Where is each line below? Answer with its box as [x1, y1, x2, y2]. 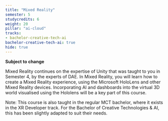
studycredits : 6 [5, 17, 39, 22]
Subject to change [5, 58, 44, 64]
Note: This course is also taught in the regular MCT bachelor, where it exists [5, 99, 163, 105]
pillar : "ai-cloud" [5, 26, 46, 31]
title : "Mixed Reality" [5, 7, 55, 13]
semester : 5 [5, 12, 30, 17]
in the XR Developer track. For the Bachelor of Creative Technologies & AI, [5, 104, 159, 110]
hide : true [5, 45, 28, 50]
